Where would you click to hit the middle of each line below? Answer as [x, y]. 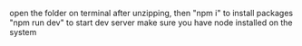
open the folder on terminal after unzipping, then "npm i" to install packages [151, 13]
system [23, 32]
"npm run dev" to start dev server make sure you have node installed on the [151, 23]
